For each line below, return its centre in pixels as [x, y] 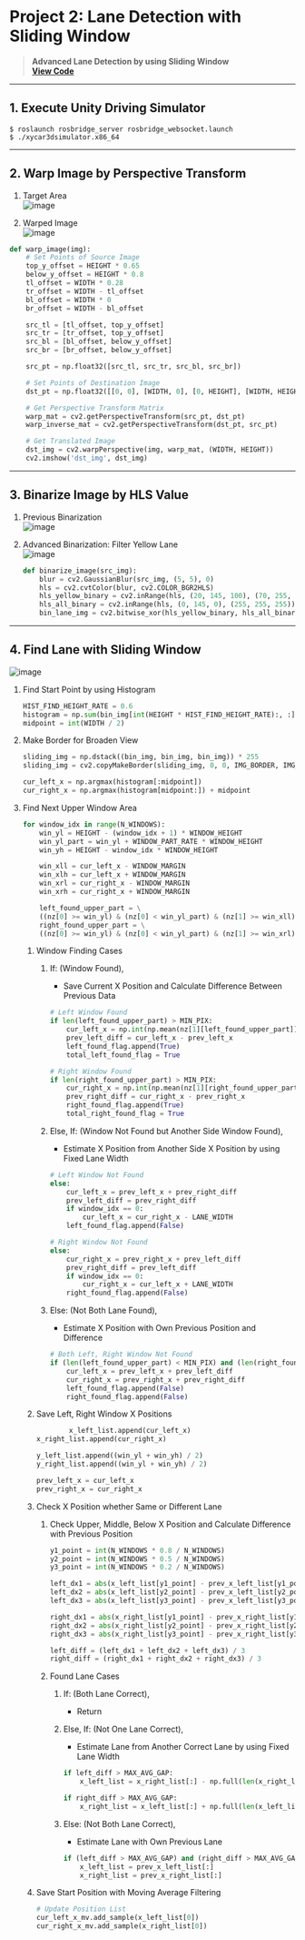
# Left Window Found [89, 1012]
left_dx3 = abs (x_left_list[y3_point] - [127, 1601]
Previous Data [89, 996]
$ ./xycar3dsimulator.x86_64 [64, 137]
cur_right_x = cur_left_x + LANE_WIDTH [157, 1285]
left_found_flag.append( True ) [123, 1046]
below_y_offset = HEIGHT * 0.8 [85, 275]
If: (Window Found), [87, 969]
